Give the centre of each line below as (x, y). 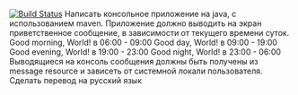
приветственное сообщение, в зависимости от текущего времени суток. (149, 33)
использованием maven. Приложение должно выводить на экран (136, 23)
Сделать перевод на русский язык (75, 80)
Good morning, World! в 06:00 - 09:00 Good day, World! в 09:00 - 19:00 (144, 42)
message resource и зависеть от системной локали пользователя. (136, 71)
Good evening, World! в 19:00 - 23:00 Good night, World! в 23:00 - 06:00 (145, 52)
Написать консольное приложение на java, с (150, 14)
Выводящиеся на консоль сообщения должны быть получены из (134, 61)
